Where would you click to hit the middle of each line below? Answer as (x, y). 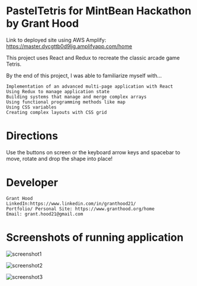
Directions (32, 136)
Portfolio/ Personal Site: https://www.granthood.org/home (80, 209)
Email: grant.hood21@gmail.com (45, 214)
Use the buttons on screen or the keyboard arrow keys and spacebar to (93, 152)
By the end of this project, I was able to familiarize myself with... (84, 75)
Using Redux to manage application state (58, 91)
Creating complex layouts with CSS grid (57, 112)
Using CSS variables (32, 107)
